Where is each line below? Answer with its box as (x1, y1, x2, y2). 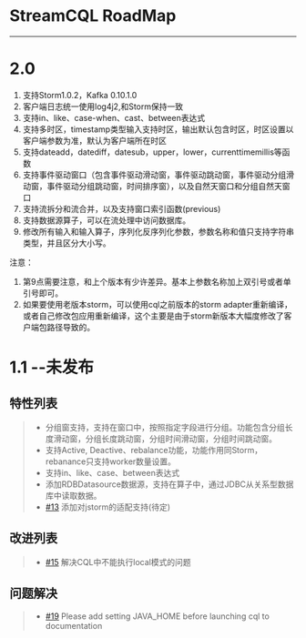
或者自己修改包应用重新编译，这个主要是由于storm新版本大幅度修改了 (22, 310, 284, 321)
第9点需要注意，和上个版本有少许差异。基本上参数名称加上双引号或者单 (22, 276, 291, 287)
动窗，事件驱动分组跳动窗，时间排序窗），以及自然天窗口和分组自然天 (22, 180, 282, 191)
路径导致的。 (46, 321, 96, 332)
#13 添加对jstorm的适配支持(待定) (45, 501, 171, 512)
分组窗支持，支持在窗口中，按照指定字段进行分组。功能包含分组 (45, 421, 285, 432)
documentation (45, 620, 103, 631)
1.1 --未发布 (9, 357, 94, 378)
